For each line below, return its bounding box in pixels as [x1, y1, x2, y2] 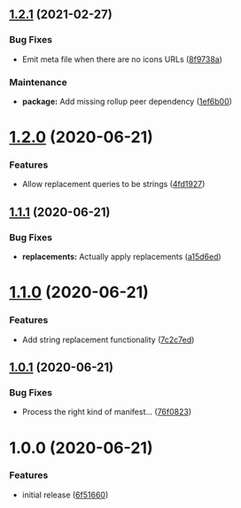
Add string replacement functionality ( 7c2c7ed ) [21, 334, 195, 345]
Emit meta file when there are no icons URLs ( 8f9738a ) [21, 53, 223, 65]
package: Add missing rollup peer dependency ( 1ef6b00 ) [21, 96, 233, 106]
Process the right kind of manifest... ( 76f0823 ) [21, 407, 192, 418]
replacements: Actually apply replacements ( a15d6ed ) [21, 252, 222, 262]
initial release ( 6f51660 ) [21, 489, 109, 500]
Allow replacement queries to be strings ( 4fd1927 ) [21, 179, 206, 190]
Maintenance [9, 75, 68, 88]
